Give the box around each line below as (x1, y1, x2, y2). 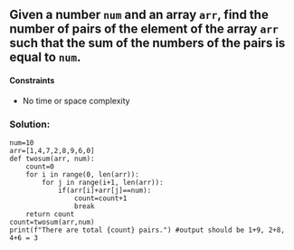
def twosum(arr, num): (9, 154, 95, 163)
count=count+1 (73, 194, 128, 203)
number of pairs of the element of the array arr (9, 22, 279, 37)
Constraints (9, 74, 55, 85)
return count (25, 209, 75, 218)
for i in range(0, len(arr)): (25, 169, 140, 179)
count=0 (25, 162, 54, 171)
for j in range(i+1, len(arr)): (42, 178, 165, 187)
